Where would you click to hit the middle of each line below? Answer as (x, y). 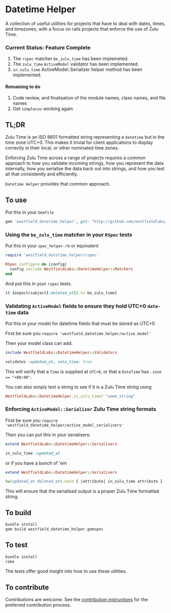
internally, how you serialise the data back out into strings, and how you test (85, 169)
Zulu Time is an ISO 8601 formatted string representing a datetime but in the (85, 137)
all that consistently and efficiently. (42, 174)
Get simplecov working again (43, 109)
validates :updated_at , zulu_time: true (49, 362)
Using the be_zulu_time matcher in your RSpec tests (69, 235)
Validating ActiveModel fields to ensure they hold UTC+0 (76, 306)
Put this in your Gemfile (30, 212)
